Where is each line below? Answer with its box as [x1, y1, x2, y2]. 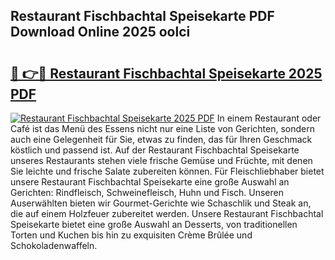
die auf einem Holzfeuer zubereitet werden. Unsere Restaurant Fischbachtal [10, 208, 324, 219]
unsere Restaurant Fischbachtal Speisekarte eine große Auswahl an [10, 176, 290, 188]
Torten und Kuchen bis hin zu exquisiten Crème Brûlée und [10, 229, 253, 241]
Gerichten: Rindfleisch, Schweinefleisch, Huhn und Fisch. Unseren [10, 187, 284, 198]
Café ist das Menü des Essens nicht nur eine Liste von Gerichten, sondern [10, 123, 315, 134]
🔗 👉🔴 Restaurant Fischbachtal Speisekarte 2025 [10, 65, 323, 82]
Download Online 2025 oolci [10, 24, 191, 41]
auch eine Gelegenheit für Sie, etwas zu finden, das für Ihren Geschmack [10, 134, 313, 145]
